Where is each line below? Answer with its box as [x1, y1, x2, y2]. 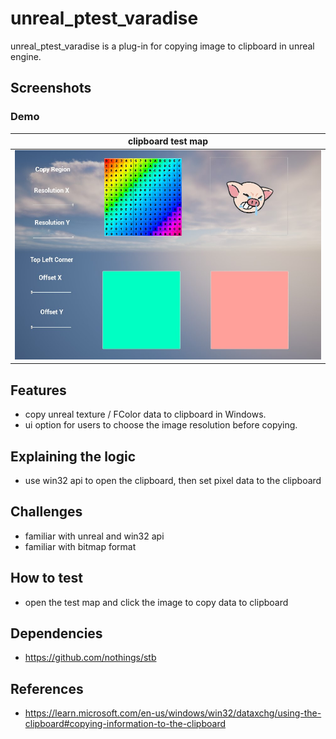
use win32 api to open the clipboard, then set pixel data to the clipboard [24, 475, 322, 487]
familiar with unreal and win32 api [24, 530, 165, 542]
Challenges [10, 503, 83, 521]
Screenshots [10, 80, 92, 97]
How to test [10, 570, 83, 587]
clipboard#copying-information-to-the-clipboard [24, 718, 227, 730]
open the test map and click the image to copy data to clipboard [24, 596, 289, 608]
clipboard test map [127, 135, 209, 147]
